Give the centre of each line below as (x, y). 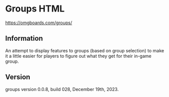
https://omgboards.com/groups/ (39, 23)
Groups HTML (35, 9)
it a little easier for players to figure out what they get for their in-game (78, 56)
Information (24, 38)
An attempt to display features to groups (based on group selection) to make (85, 50)
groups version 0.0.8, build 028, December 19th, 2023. (62, 89)
